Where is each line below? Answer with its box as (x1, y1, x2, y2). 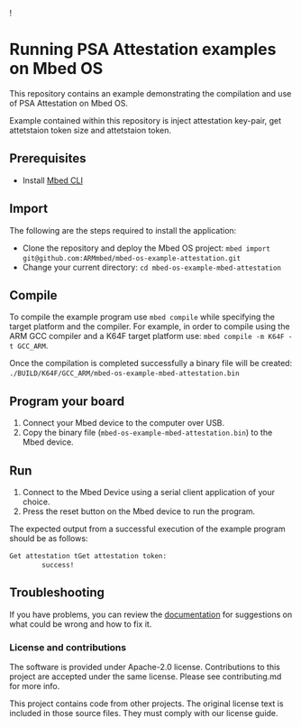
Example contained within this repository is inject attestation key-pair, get (9, 115, 282, 125)
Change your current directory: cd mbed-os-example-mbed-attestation (22, 262, 282, 272)
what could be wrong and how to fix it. (9, 618, 152, 630)
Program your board (9, 393, 124, 409)
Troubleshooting (9, 585, 105, 601)
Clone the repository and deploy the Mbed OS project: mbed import (22, 243, 270, 253)
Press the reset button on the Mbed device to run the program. (22, 506, 256, 517)
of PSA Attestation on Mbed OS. (9, 97, 129, 108)
